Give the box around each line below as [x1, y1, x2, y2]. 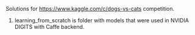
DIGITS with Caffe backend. [14, 24, 85, 30]
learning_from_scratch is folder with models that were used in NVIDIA [14, 17, 190, 24]
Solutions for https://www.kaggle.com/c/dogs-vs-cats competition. [5, 5, 175, 12]
